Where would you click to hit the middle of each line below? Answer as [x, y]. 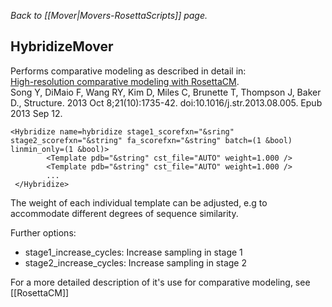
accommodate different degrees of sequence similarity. [124, 213]
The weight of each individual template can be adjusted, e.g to [139, 202]
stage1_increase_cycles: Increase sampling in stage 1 [133, 252]
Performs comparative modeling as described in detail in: [128, 71]
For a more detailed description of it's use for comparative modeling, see [160, 282]
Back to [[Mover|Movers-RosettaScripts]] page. [109, 15]
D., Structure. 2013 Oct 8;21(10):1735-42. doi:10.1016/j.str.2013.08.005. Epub [166, 102]
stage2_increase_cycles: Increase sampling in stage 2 [135, 262]
